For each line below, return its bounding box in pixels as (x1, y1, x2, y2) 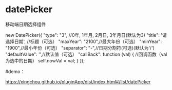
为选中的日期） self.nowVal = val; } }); (5, 57, 85, 63)
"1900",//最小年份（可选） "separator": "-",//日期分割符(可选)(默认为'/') (5, 44, 155, 51)
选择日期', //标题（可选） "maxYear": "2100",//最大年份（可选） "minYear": (5, 38, 162, 44)
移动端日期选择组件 (5, 21, 46, 27)
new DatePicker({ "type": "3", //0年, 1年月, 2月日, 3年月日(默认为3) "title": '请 (5, 32, 167, 38)
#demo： (5, 68, 25, 75)
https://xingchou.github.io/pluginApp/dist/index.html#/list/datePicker (5, 78, 151, 85)
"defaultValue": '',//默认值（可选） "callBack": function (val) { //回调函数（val (5, 51, 167, 57)
